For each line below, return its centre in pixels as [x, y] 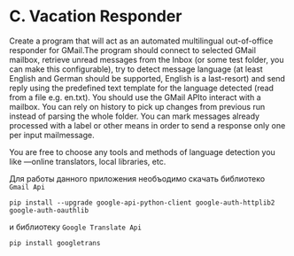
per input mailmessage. [52, 135]
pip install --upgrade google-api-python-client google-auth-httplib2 [142, 202]
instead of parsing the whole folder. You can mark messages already [134, 116]
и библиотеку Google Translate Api [75, 227]
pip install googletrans [55, 243]
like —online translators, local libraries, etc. [88, 161]
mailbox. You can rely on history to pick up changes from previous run [137, 106]
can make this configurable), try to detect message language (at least [136, 69]
